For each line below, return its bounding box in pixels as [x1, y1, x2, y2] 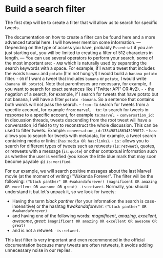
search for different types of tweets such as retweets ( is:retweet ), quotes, [5, 143, 156, 149]
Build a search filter [5, 3, 86, 15]
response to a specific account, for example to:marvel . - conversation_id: [5, 112, 155, 118]
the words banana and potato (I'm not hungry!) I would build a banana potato [5, 70, 158, 76]
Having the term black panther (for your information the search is [12, 198, 144, 204]
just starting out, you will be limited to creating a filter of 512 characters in [5, 50, 153, 56]
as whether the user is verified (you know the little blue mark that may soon [5, 153, 157, 159]
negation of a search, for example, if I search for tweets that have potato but [5, 91, 159, 97]
